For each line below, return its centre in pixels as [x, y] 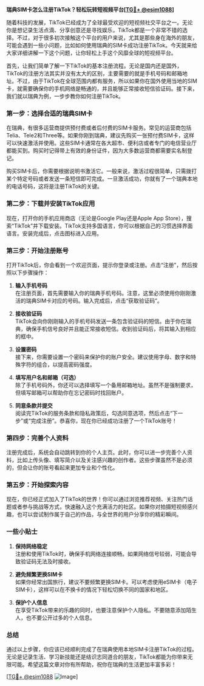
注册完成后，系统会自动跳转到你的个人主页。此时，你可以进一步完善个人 [97, 452]
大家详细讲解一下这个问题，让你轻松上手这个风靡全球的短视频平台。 [91, 53]
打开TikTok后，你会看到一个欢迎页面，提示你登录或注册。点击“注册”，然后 [99, 265]
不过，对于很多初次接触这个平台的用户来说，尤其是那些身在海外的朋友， [107, 38]
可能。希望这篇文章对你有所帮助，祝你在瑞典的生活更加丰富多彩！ [94, 665]
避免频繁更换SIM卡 [39, 574]
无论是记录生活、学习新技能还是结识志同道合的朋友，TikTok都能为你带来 [97, 657]
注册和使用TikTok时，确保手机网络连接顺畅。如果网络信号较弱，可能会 [103, 553]
